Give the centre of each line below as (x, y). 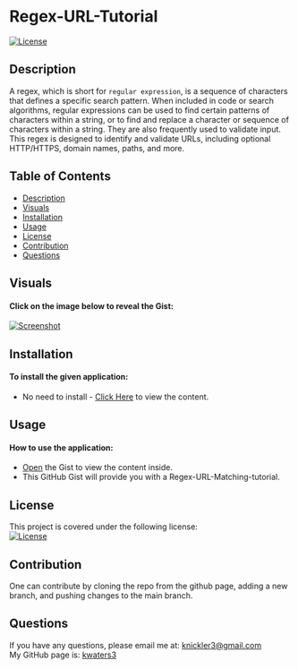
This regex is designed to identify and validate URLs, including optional (140, 138)
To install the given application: (69, 377)
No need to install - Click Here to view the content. (115, 397)
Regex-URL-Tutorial (84, 17)
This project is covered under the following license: (104, 527)
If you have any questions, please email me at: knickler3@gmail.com (136, 645)
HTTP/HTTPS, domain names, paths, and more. (97, 148)
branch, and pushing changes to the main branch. (101, 595)
